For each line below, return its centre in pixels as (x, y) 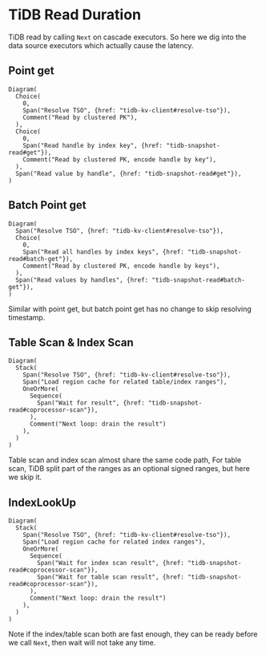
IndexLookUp (42, 502)
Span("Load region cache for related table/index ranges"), (125, 382)
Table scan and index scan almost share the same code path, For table (125, 460)
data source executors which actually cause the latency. (101, 45)
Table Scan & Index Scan (71, 342)
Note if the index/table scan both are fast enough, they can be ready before (133, 634)
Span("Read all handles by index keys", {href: (103, 252)
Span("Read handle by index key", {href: (93, 145)
